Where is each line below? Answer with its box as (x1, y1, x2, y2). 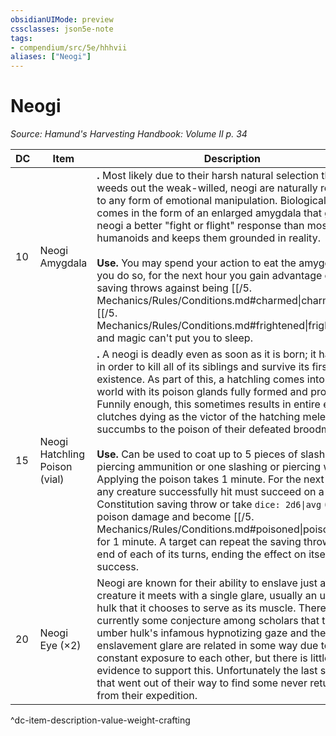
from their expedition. (96, 689, 198, 703)
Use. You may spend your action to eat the (96, 256, 297, 270)
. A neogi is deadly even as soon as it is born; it (96, 347, 317, 361)
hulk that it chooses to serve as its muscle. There (96, 601, 327, 615)
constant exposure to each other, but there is (96, 651, 308, 665)
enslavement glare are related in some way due (96, 639, 319, 653)
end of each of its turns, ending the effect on (96, 547, 307, 561)
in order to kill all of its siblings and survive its (96, 360, 310, 374)
